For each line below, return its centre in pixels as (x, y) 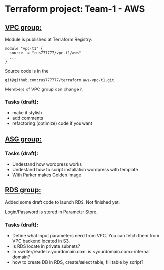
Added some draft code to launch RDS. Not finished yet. (63, 202)
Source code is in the (27, 71)
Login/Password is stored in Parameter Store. (51, 212)
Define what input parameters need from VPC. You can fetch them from (86, 236)
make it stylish (27, 113)
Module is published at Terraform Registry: (49, 39)
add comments (28, 118)
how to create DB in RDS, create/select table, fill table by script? (78, 262)
